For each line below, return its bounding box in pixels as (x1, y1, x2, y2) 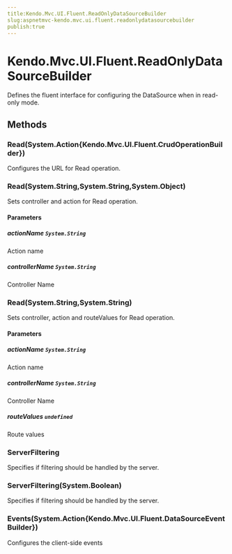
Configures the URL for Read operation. (7, 164, 121, 172)
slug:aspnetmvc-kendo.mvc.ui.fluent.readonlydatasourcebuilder (7, 17, 195, 24)
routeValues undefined (7, 413, 73, 421)
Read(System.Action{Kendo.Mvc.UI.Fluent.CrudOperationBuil (7, 139, 223, 149)
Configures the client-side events (7, 538, 103, 547)
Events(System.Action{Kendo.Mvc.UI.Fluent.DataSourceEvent (7, 514, 225, 523)
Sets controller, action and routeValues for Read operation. (7, 314, 176, 322)
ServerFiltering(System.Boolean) (7, 480, 122, 490)
